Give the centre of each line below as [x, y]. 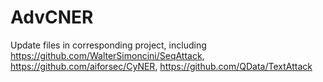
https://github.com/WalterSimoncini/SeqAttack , [107, 55]
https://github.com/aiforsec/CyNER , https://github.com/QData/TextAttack [161, 66]
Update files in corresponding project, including [108, 45]
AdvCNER [52, 17]
